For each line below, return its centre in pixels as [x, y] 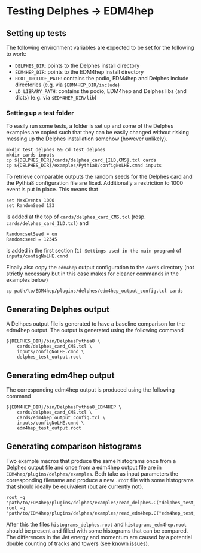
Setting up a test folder [40, 113]
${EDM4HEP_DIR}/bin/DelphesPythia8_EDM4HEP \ [64, 407]
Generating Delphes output [58, 309]
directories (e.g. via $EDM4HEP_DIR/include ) [67, 85]
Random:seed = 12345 [32, 239]
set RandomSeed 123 [31, 206]
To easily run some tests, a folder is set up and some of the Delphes [90, 126]
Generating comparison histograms [74, 447]
